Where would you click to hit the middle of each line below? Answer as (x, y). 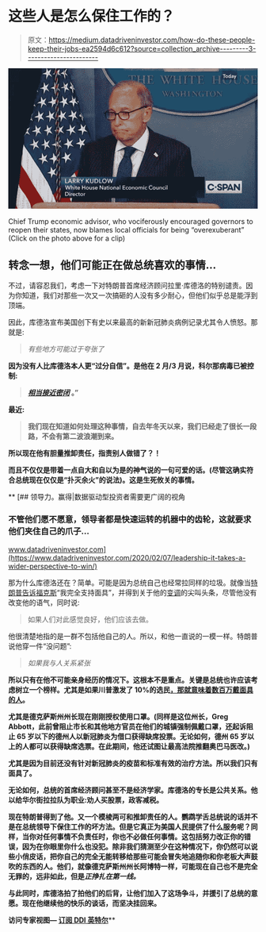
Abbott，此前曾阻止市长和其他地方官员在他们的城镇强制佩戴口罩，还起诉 (127, 726)
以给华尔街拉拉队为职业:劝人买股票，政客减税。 (86, 799)
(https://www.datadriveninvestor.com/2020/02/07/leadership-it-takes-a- (127, 557)
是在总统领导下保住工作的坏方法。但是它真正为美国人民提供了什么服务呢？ (129, 826)
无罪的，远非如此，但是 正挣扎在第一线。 (74, 876)
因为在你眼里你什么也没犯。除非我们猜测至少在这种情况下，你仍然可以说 (140, 846)
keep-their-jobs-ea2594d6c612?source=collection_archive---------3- (142, 48)
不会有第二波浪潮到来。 (80, 437)
